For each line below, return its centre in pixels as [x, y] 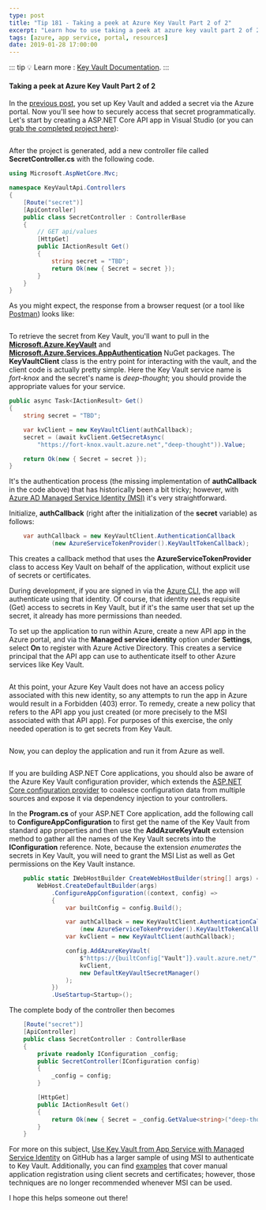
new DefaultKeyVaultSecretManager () [140, 973]
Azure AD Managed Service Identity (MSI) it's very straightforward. [118, 498]
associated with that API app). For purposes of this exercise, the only [121, 721]
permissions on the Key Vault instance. [72, 864]
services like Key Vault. [47, 665]
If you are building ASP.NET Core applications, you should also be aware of [131, 774]
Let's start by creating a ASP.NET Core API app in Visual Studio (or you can [131, 120]
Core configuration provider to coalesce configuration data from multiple [127, 790]
